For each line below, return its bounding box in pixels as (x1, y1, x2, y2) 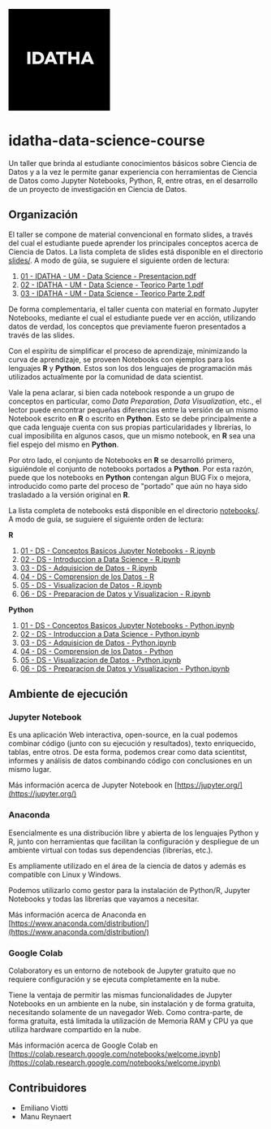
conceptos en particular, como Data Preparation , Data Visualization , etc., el (8, 396, 262, 406)
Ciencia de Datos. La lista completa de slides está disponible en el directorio (8, 246, 264, 256)
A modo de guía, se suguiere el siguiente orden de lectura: (8, 514, 204, 524)
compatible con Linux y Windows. (8, 870, 122, 879)
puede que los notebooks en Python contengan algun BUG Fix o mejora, (8, 473, 252, 482)
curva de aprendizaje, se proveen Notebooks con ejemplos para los (8, 355, 235, 364)
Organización (8, 208, 79, 222)
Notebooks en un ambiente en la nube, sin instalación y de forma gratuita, (8, 999, 256, 1009)
